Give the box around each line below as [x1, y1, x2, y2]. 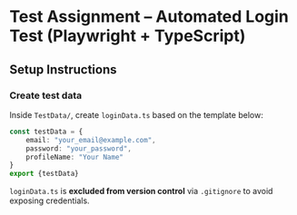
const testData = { [9, 127, 84, 136]
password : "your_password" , [25, 143, 132, 153]
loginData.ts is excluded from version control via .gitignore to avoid [9, 186, 273, 197]
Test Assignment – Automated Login [9, 6, 289, 27]
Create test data [9, 89, 83, 102]
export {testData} [9, 170, 79, 179]
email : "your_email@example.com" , [25, 135, 156, 144]
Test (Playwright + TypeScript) [9, 25, 246, 46]
